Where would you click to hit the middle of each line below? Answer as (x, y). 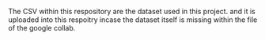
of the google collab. (42, 28)
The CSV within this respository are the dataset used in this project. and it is (132, 11)
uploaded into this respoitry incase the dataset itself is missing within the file (133, 20)
